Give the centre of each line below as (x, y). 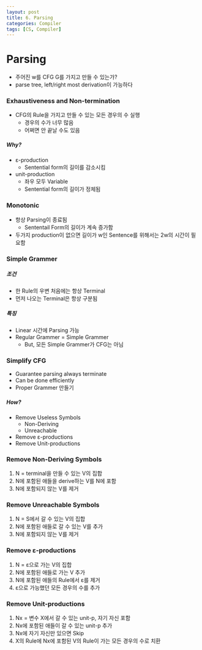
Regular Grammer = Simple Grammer (62, 337)
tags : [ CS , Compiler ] (34, 29)
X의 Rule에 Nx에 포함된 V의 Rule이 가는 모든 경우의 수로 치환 (88, 641)
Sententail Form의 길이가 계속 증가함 (69, 227)
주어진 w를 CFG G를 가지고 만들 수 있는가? (66, 77)
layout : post (23, 12)
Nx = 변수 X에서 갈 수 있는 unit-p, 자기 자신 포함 (73, 618)
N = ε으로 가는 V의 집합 (43, 564)
